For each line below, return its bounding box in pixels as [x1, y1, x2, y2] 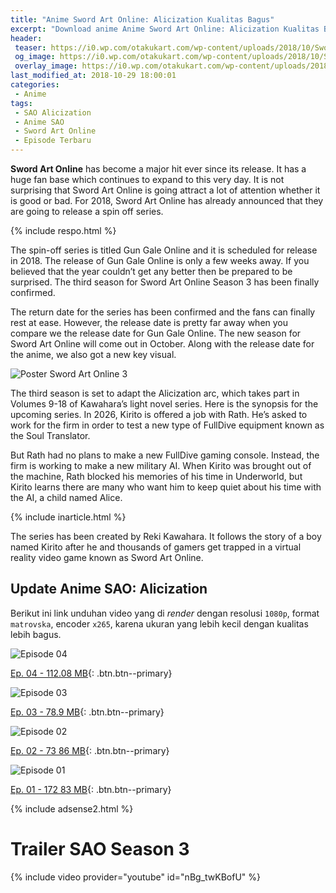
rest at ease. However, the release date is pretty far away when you [10, 317, 289, 328]
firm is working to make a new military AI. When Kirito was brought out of [10, 460, 312, 471]
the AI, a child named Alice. [10, 492, 123, 503]
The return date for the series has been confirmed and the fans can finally [10, 306, 316, 318]
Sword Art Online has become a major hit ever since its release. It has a [10, 163, 307, 175]
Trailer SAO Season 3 [10, 838, 190, 860]
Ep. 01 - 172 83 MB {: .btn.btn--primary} [10, 783, 172, 795]
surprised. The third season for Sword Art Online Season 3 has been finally [10, 276, 320, 288]
